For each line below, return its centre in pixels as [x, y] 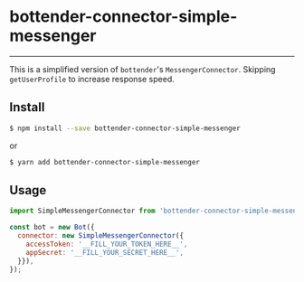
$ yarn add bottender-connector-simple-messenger [105, 162]
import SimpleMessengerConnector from [82, 211]
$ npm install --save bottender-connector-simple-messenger [125, 128]
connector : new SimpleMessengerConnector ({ [100, 236]
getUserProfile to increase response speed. [92, 79]
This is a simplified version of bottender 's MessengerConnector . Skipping [142, 69]
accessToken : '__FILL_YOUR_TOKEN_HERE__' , [107, 244]
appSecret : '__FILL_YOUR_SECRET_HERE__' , [104, 252]
